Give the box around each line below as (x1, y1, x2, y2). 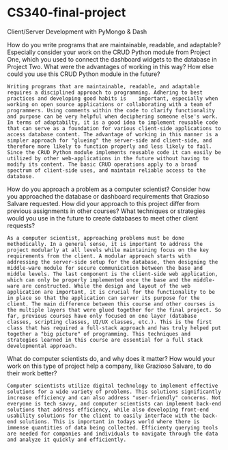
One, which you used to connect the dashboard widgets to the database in (7, 55, 217, 63)
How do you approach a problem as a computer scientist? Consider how (7, 185, 210, 193)
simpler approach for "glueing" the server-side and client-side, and (7, 137, 212, 144)
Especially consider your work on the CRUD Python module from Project (7, 48, 211, 56)
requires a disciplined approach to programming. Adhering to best (7, 89, 203, 96)
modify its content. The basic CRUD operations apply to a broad (7, 161, 197, 168)
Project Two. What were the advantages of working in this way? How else (7, 62, 214, 71)
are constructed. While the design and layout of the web (22, 282, 191, 289)
